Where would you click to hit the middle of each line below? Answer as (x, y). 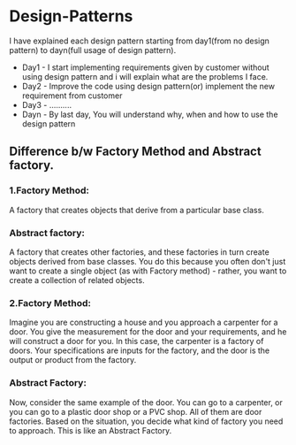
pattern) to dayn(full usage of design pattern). (93, 50)
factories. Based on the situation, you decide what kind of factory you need (146, 421)
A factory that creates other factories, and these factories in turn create (139, 252)
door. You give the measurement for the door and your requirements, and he (148, 332)
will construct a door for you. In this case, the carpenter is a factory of (137, 341)
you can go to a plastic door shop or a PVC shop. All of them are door (136, 411)
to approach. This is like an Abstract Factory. (91, 430)
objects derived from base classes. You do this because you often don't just (148, 261)
